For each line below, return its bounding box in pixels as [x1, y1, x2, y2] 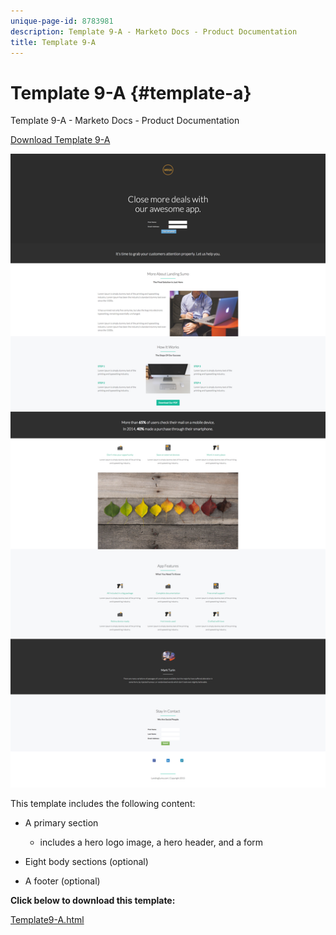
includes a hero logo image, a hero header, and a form [39, 836, 264, 849]
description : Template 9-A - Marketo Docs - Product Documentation [10, 26, 298, 37]
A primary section [24, 817, 99, 829]
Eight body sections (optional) [24, 856, 149, 868]
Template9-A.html [10, 914, 85, 926]
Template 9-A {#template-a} [10, 81, 252, 104]
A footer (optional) [24, 875, 101, 887]
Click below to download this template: [10, 895, 176, 907]
